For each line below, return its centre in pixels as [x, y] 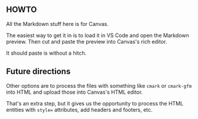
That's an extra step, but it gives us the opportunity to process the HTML [95, 103]
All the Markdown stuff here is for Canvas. [57, 24]
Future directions [38, 72]
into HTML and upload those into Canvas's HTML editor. [74, 92]
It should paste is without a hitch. [46, 53]
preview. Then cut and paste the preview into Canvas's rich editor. [87, 41]
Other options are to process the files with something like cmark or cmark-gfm [99, 85]
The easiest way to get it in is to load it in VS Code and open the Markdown [98, 35]
